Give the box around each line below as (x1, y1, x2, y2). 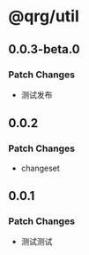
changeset (20, 163, 61, 173)
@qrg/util (8, 6, 80, 27)
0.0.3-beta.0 (8, 42, 80, 57)
